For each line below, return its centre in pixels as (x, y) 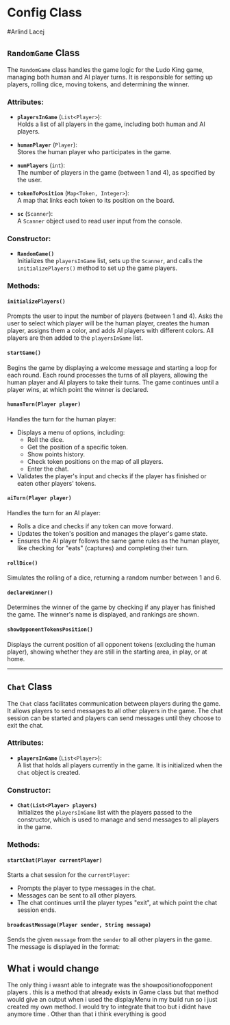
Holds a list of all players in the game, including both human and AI (111, 124)
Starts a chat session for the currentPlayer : (68, 875)
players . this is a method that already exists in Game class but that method (113, 992)
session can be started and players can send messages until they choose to (114, 718)
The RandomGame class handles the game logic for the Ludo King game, (105, 69)
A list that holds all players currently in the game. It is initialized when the (119, 765)
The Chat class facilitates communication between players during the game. (114, 703)
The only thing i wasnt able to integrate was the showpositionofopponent (110, 985)
